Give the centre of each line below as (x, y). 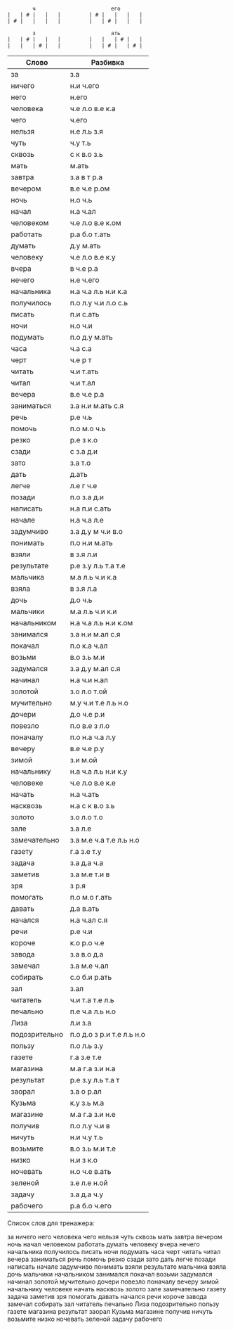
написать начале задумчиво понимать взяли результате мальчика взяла (117, 1267)
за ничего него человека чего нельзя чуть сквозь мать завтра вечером (115, 1237)
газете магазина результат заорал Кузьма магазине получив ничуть (110, 1311)
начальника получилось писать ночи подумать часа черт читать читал (114, 1252)
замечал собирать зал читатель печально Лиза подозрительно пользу (113, 1304)
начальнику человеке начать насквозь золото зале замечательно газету (117, 1289)
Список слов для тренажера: (51, 1223)
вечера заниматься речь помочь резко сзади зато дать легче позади (112, 1259)
